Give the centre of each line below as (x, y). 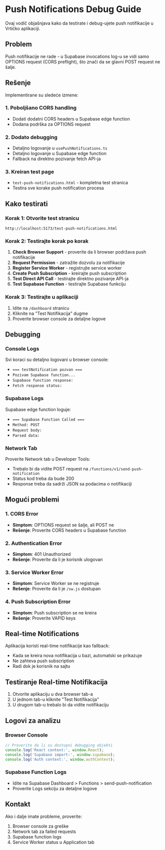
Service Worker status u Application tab (53, 842)
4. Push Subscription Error (38, 602)
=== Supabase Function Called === (48, 419)
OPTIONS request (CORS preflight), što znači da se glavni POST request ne (83, 62)
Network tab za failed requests (44, 831)
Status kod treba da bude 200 (43, 478)
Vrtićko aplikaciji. (23, 28)
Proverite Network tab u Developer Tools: (48, 459)
